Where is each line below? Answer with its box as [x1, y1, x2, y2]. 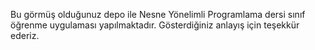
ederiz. [10, 30, 40, 41]
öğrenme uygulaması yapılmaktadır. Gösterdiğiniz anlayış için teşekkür [10, 19, 300, 31]
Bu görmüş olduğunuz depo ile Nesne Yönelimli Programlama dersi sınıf [10, 9, 306, 20]
